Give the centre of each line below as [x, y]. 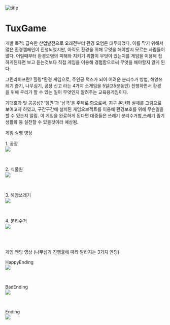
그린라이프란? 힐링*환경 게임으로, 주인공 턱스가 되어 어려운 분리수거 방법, [77, 79]
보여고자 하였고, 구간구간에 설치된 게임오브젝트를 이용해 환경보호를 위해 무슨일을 [84, 109]
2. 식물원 [14, 169]
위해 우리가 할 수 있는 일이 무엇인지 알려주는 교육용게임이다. [69, 92]
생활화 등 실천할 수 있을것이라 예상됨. [42, 122]
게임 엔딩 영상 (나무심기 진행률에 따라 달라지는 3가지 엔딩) [62, 252]
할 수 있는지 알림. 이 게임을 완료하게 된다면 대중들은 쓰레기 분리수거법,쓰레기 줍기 [85, 115]
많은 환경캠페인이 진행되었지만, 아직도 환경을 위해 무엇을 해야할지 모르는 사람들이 [85, 49]
